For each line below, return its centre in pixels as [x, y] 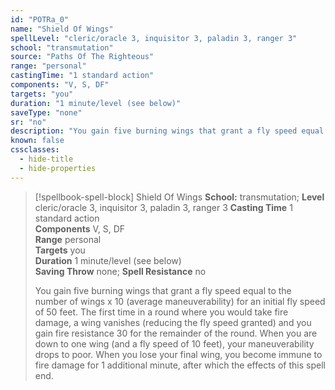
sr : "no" [28, 122]
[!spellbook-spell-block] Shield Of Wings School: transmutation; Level [179, 197]
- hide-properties [58, 168]
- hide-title [46, 159]
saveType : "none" [46, 112]
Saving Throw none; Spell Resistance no [120, 271]
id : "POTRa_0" [40, 19]
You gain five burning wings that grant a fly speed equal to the [163, 290]
